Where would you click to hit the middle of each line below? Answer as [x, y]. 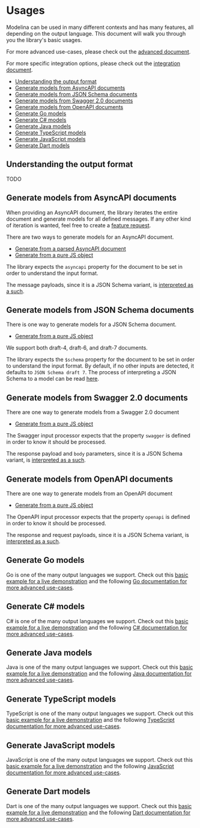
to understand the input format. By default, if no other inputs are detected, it [100, 366]
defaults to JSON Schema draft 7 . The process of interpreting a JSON [91, 372]
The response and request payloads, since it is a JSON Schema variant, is [98, 535]
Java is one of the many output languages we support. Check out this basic [100, 667]
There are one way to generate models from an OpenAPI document [89, 494]
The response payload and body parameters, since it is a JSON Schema [95, 454]
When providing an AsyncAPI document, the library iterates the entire [92, 212]
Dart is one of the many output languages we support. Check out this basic [99, 806]
